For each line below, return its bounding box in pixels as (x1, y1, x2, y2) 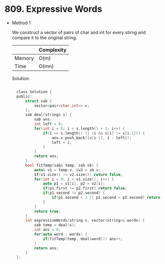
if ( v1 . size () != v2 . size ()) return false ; (34, 172, 123, 177)
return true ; (34, 209, 61, 214)
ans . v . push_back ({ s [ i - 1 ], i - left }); (51, 135, 132, 140)
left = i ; (51, 140, 72, 145)
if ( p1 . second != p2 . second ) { (43, 190, 105, 196)
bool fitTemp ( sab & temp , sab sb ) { (25, 163, 99, 168)
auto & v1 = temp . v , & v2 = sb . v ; (34, 167, 101, 173)
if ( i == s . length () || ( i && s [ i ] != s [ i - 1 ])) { (43, 131, 145, 135)
